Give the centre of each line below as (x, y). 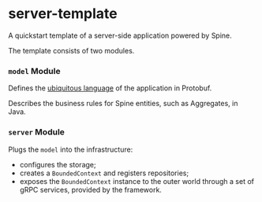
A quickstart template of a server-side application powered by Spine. (120, 35)
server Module (37, 132)
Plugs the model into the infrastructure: (71, 149)
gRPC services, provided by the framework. (90, 189)
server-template (63, 14)
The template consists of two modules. (71, 50)
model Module (34, 71)
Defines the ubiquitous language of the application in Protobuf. (110, 88)
